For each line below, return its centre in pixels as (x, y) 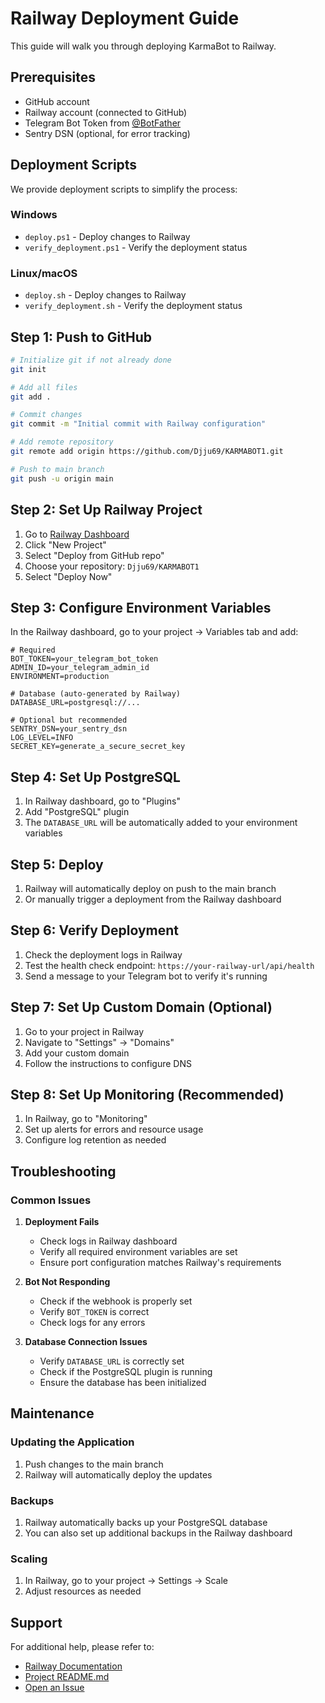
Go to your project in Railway (84, 1031)
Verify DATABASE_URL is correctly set (112, 1361)
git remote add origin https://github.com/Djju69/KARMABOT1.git (147, 452)
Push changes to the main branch (94, 1464)
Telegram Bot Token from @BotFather (103, 123)
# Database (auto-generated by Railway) (96, 694)
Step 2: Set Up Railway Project (106, 510)
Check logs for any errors (92, 1323)
